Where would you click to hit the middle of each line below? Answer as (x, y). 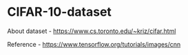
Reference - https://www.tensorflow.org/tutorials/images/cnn (94, 44)
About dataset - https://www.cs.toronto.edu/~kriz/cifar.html (92, 31)
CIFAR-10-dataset (60, 12)
